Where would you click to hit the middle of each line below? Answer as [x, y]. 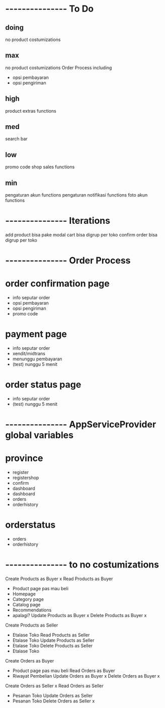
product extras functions [31, 111]
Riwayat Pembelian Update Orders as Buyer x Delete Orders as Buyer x [86, 676]
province [24, 458]
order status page [43, 385]
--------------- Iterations [58, 221]
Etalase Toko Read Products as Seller [51, 635]
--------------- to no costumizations [82, 565]
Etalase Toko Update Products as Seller [53, 640]
